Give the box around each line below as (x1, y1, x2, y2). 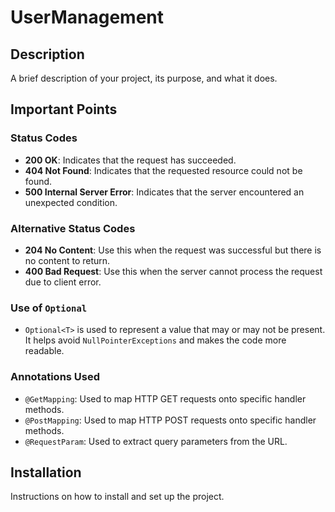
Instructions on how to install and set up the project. (10, 491, 225, 503)
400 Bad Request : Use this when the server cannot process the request (24, 265, 323, 277)
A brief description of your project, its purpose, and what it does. (10, 72, 278, 84)
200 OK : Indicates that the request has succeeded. (24, 154, 237, 166)
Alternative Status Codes (10, 221, 136, 235)
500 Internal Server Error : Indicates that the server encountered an (24, 186, 305, 198)
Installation (10, 464, 82, 481)
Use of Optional (10, 301, 88, 315)
